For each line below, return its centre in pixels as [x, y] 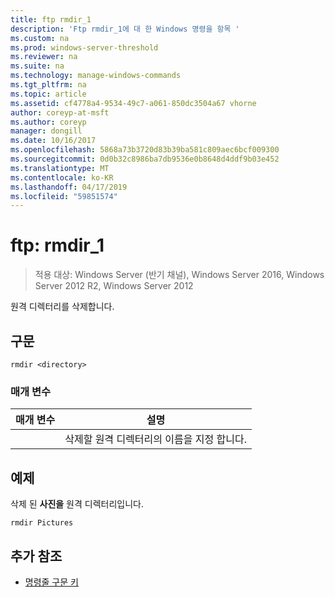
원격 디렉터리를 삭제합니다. [62, 307]
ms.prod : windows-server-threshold [84, 47]
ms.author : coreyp [48, 122]
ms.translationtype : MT [60, 168]
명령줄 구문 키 [51, 582]
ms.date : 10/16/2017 [53, 141]
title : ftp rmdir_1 [51, 19]
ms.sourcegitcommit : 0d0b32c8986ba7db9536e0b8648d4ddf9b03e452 [145, 159]
